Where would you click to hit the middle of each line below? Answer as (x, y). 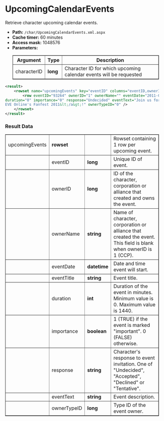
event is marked (132, 325)
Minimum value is (133, 298)
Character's (127, 352)
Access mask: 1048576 (36, 42)
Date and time (129, 264)
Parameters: (25, 48)
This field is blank (133, 243)
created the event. (134, 237)
